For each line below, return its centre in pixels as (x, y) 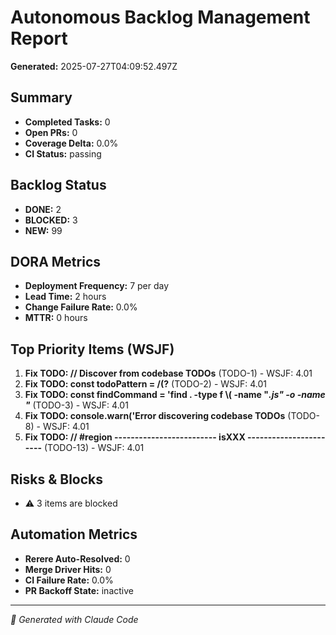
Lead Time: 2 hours (65, 297)
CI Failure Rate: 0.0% (69, 580)
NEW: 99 (43, 230)
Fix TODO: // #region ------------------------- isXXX (135, 437)
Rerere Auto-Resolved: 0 (77, 558)
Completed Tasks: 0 (67, 122)
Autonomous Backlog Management (160, 17)
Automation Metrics (74, 534)
